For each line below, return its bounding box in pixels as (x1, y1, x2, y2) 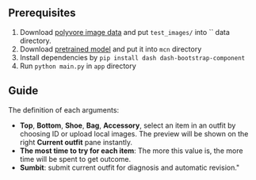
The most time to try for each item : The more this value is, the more (19, 146, 243, 155)
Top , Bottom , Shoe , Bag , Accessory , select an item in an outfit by (19, 121, 236, 130)
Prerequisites (8, 6, 76, 20)
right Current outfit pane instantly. (19, 137, 133, 147)
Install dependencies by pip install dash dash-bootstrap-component (19, 52, 246, 62)
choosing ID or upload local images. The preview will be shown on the (19, 128, 249, 138)
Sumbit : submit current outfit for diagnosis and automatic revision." (19, 163, 240, 172)
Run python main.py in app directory (19, 61, 136, 71)
